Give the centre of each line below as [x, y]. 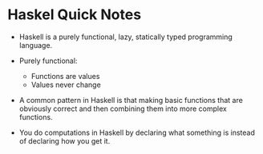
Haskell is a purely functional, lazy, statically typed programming [126, 37]
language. [36, 45]
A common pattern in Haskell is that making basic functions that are [131, 100]
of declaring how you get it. [65, 140]
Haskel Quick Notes [75, 15]
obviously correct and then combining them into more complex [123, 109]
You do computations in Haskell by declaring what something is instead [137, 132]
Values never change [66, 85]
